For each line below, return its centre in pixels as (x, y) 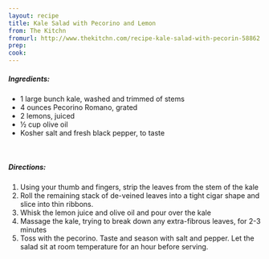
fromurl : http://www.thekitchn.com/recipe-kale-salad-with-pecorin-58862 (134, 38)
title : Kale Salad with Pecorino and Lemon (82, 23)
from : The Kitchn (37, 30)
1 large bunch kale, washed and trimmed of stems (102, 99)
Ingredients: (29, 79)
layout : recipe (34, 16)
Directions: (27, 167)
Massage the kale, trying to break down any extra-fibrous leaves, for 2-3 (140, 221)
